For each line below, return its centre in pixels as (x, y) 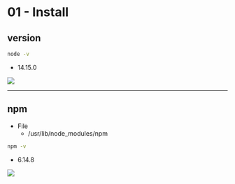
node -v (19, 54)
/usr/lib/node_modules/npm (68, 133)
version (24, 38)
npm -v (17, 146)
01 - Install (38, 12)
